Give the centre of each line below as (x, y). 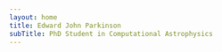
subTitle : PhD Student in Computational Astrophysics (111, 33)
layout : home (33, 17)
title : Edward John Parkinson (66, 26)
